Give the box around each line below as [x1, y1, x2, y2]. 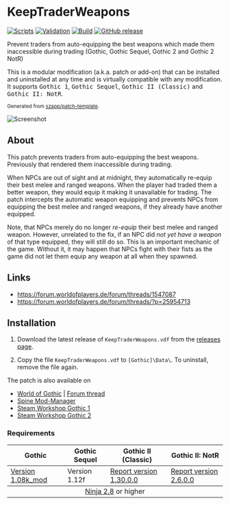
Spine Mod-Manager [16, 397, 76, 405]
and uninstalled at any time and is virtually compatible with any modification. [7, 75, 222, 83]
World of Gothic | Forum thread [16, 389, 105, 398]
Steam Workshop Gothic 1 [16, 404, 90, 413]
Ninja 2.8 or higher [85, 487, 145, 496]
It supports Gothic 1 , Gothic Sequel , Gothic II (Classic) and [7, 82, 203, 90]
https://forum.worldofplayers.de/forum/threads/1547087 [16, 290, 177, 298]
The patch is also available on [7, 376, 91, 385]
